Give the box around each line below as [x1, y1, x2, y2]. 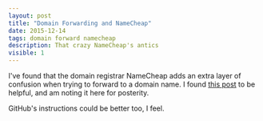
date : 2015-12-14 [8, 26, 66, 34]
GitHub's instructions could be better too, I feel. [8, 103, 165, 113]
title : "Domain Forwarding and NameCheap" [8, 19, 152, 27]
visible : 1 [8, 49, 45, 57]
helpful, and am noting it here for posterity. [8, 88, 149, 97]
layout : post [8, 11, 52, 20]
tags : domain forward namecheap [8, 34, 116, 42]
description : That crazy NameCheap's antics [8, 42, 159, 50]
